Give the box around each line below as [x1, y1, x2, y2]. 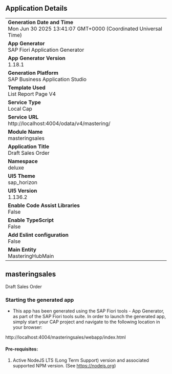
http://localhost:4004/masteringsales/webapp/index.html [5, 334, 126, 340]
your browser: [12, 324, 42, 330]
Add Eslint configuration [8, 231, 69, 238]
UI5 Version [8, 187, 37, 194]
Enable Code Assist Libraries [8, 202, 80, 209]
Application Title [8, 143, 50, 150]
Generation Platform [8, 69, 59, 76]
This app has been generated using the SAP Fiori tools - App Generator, [12, 307, 165, 314]
